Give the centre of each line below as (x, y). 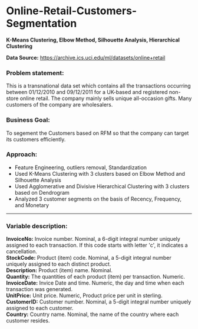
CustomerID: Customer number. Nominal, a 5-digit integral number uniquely (99, 302)
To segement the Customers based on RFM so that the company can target (98, 133)
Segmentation (42, 23)
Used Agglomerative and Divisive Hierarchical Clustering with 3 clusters (102, 186)
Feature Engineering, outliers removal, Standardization (81, 167)
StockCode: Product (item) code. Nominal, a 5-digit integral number (89, 258)
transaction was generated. (39, 289)
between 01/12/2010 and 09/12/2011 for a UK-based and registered (87, 92)
